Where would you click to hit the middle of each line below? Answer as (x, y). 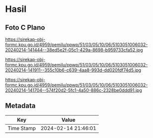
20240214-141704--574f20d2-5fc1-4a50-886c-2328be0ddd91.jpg (74, 90)
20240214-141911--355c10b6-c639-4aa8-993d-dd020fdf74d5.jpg (73, 70)
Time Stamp (22, 128)
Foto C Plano (25, 28)
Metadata (20, 106)
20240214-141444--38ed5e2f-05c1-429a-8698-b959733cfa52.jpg (74, 50)
